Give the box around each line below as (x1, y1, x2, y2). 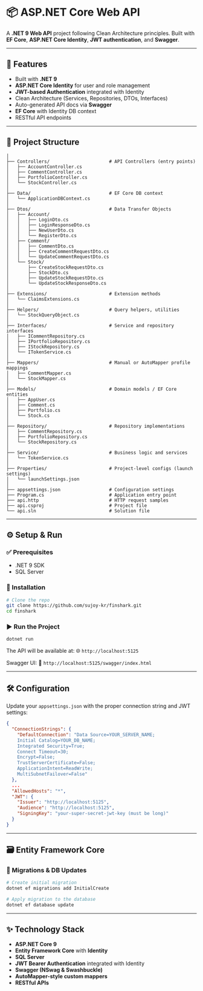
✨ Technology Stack (6, 924, 85, 935)
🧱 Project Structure (6, 137, 80, 148)
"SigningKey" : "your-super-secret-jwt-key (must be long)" (17, 811, 169, 817)
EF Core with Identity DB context (14, 107, 97, 114)
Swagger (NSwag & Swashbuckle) (14, 966, 103, 973)
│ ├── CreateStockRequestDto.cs (6, 264, 104, 270)
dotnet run (6, 636, 34, 643)
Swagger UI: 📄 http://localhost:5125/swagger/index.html (6, 659, 152, 667)
